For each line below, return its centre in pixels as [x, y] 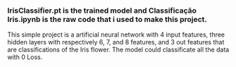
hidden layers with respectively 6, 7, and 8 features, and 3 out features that [116, 42]
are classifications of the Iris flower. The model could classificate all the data [118, 50]
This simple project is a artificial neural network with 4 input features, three [116, 35]
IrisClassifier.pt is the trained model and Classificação [102, 11]
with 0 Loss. [25, 57]
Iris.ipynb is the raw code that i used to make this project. [107, 19]
